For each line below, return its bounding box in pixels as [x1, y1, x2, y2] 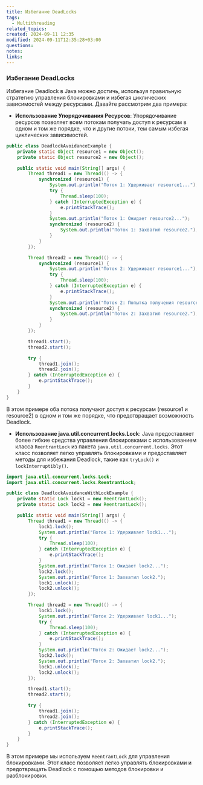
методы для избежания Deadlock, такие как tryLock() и [14, 456, 159, 463]
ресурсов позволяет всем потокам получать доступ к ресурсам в [14, 118, 187, 126]
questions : [6, 43, 34, 49]
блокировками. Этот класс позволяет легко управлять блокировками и [6, 759, 192, 766]
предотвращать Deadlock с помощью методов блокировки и [6, 766, 164, 773]
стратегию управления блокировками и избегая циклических [6, 94, 166, 101]
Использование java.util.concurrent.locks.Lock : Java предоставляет [14, 430, 195, 437]
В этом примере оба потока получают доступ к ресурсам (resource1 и [6, 405, 188, 413]
